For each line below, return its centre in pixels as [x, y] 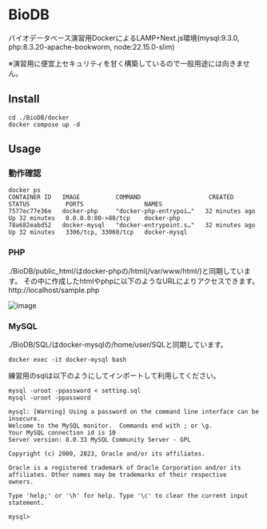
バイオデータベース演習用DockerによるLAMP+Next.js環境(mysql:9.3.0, [124, 38]
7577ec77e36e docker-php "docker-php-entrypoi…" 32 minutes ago [132, 211]
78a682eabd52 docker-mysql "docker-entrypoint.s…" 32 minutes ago [132, 226]
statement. [26, 503]
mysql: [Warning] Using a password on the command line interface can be [134, 412]
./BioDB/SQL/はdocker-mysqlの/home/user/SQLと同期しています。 [118, 345]
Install [24, 99]
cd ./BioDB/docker [39, 118]
